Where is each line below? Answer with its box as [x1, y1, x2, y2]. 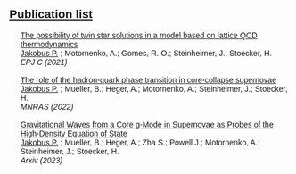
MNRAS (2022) [21, 102, 74, 112]
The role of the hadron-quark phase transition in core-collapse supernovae [21, 75, 277, 85]
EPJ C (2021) [21, 57, 69, 67]
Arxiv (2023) [21, 155, 63, 165]
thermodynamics [21, 39, 78, 49]
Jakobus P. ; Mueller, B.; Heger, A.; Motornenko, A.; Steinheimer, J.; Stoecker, [21, 84, 288, 94]
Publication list [9, 7, 94, 21]
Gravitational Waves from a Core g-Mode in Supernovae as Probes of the [21, 120, 274, 129]
